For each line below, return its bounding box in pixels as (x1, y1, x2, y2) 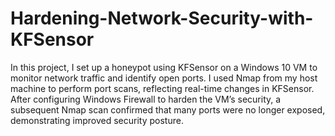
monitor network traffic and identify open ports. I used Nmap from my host (10, 72, 318, 84)
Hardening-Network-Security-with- (10, 7, 314, 30)
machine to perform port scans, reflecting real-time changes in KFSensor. (10, 82, 315, 94)
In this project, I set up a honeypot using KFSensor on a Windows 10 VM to (10, 61, 318, 73)
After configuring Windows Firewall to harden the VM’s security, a (10, 93, 282, 105)
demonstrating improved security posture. (10, 114, 184, 126)
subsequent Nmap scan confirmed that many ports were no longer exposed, (10, 103, 326, 116)
